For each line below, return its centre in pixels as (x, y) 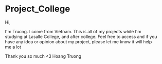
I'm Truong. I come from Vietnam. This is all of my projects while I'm (73, 31)
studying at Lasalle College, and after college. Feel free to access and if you (81, 37)
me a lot (13, 47)
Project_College (38, 9)
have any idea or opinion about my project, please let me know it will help (79, 41)
